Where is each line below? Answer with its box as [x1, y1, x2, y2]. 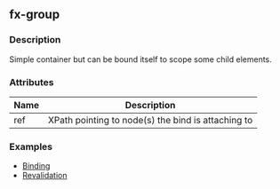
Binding [21, 161, 51, 171]
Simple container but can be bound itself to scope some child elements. [9, 53, 273, 65]
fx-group [9, 7, 60, 22]
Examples [9, 140, 53, 153]
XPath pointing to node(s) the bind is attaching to [47, 114, 253, 126]
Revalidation [21, 170, 68, 181]
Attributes [9, 75, 54, 88]
